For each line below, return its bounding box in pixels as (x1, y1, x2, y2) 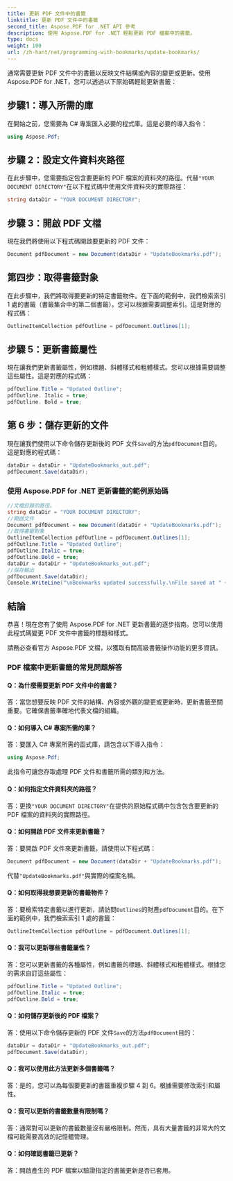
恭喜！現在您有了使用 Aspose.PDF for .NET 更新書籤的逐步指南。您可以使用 (7, 620, 223, 628)
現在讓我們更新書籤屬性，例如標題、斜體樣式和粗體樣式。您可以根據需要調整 (7, 363, 226, 372)
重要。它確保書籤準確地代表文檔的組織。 (7, 707, 123, 715)
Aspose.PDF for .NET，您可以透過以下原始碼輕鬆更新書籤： (7, 77, 178, 85)
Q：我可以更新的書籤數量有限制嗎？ (7, 1107, 110, 1115)
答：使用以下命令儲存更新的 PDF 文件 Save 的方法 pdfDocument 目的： (7, 1028, 197, 1037)
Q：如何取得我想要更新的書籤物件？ (7, 888, 110, 897)
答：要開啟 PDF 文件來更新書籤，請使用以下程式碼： (7, 844, 157, 852)
